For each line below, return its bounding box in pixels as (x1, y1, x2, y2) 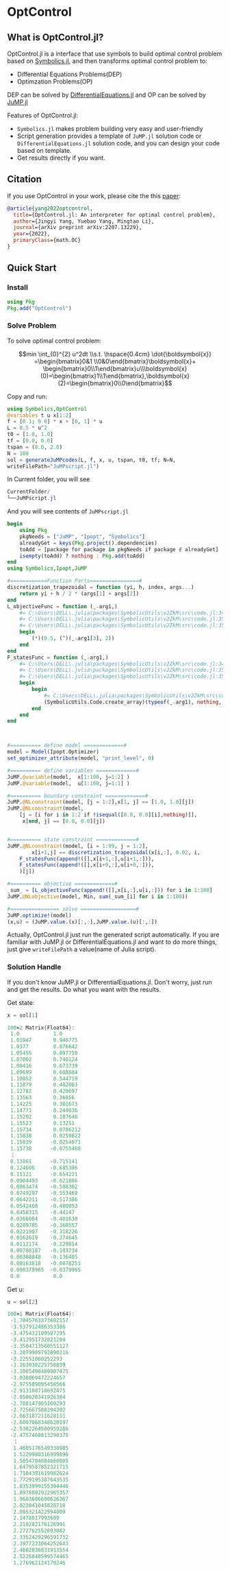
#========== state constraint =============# (7, 836, 139, 843)
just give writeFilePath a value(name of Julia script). (7, 945, 156, 954)
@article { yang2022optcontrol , (7, 205, 94, 212)
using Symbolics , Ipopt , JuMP (7, 565, 88, 572)
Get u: (7, 1285, 25, 1293)
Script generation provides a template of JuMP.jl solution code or (16, 132, 202, 140)
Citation (7, 173, 42, 185)
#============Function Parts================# (7, 577, 142, 585)
